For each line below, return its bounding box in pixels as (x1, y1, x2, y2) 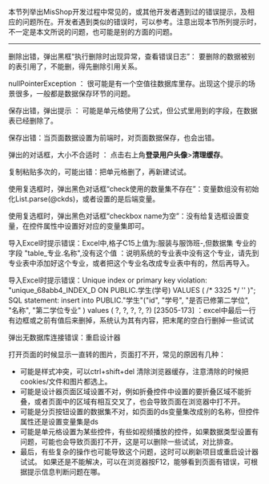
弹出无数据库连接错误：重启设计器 (8, 332, 121, 342)
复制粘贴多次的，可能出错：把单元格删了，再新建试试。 (8, 167, 191, 177)
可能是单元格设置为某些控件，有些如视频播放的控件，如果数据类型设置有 (19, 427, 259, 436)
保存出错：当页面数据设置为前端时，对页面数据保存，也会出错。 (8, 133, 219, 142)
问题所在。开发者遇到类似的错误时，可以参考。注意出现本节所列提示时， (22, 17, 261, 26)
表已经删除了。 (8, 116, 58, 125)
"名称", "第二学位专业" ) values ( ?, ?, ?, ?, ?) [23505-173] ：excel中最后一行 (8, 306, 256, 315)
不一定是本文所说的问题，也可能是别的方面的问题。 (8, 27, 177, 36)
